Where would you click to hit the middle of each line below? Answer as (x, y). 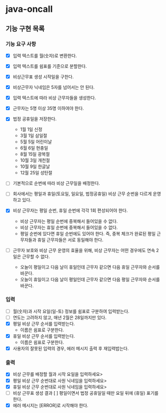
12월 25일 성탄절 (36, 173)
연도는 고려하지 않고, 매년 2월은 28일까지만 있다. (60, 317)
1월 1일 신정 (31, 129)
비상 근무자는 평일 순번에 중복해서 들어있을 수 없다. (69, 221)
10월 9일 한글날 (35, 166)
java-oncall (29, 9)
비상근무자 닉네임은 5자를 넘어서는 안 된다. (54, 87)
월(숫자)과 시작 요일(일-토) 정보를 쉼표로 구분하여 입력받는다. (71, 311)
